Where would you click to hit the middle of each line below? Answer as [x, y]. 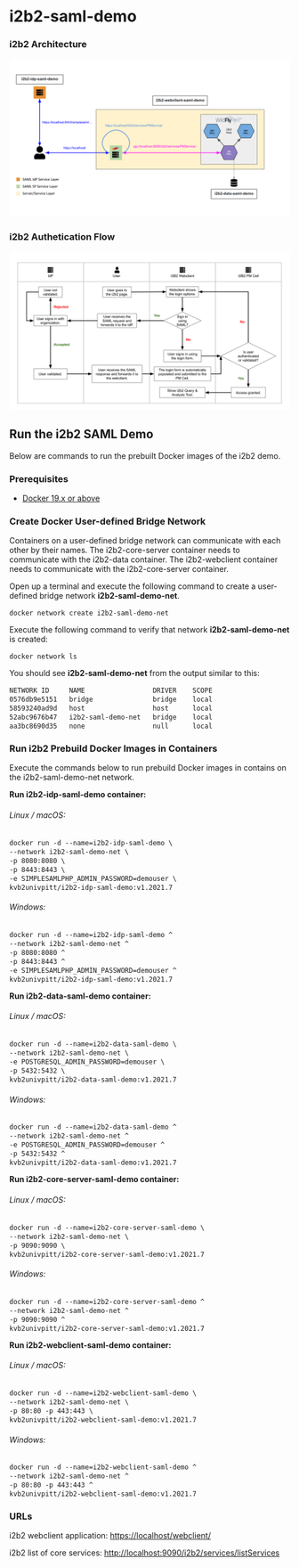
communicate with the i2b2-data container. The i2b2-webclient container [144, 559]
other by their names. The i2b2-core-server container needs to [125, 551]
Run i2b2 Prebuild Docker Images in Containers [113, 748]
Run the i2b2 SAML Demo [81, 434]
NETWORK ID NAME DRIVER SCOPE [111, 691]
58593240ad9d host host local [111, 709]
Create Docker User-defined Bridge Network [108, 521]
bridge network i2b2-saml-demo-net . [110, 596]
